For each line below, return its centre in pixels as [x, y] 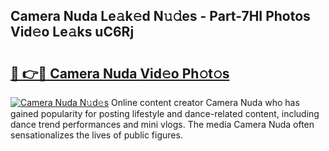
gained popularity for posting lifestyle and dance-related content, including [165, 113]
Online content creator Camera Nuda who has [205, 102]
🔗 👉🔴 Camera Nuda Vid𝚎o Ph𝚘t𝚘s [120, 73]
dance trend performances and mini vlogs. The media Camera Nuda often [162, 124]
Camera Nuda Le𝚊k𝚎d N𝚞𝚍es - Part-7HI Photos [160, 16]
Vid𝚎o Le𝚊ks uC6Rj [72, 32]
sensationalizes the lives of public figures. [96, 135]
